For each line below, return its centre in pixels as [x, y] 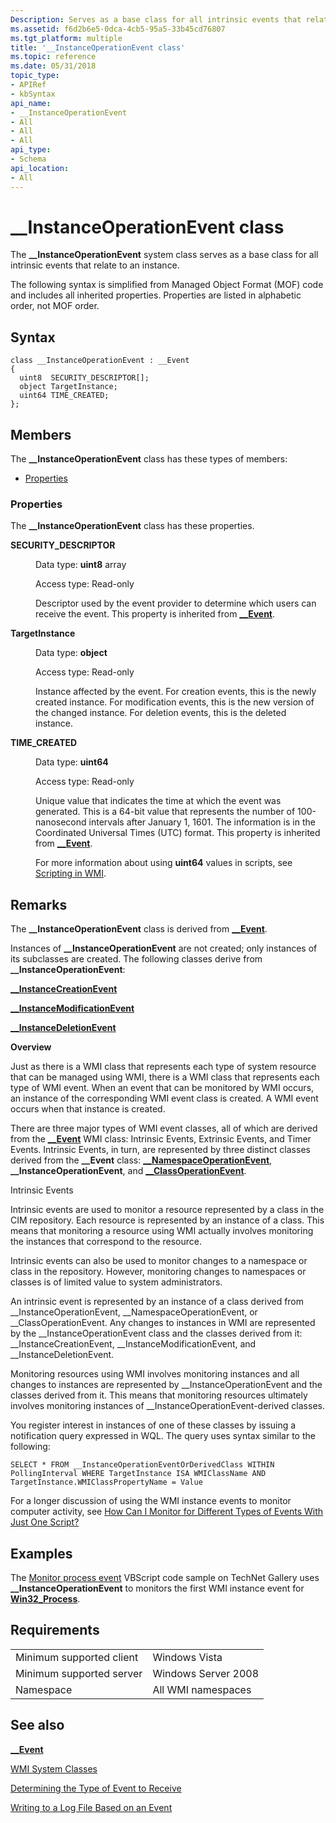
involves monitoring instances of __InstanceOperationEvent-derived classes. [167, 1406]
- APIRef [28, 85]
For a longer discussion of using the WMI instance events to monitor [151, 1501]
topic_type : [35, 76]
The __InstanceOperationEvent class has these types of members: [149, 459]
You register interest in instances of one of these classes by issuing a [153, 1425]
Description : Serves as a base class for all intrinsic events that [156, 19]
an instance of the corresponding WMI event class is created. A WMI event [164, 1098]
